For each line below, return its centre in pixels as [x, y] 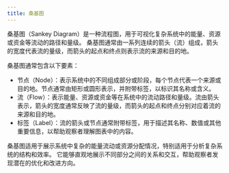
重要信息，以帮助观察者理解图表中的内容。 [77, 131]
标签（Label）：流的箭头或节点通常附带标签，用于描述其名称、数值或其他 [119, 122]
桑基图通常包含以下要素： [43, 65]
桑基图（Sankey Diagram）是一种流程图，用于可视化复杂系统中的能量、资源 [114, 34]
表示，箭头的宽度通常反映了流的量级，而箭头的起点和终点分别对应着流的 [119, 105]
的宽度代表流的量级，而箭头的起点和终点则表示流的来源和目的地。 [100, 51]
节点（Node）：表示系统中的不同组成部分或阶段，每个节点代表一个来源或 [119, 80]
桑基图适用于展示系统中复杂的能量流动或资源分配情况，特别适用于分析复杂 [112, 146]
